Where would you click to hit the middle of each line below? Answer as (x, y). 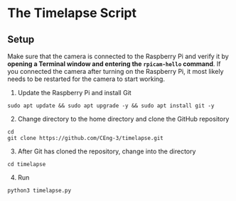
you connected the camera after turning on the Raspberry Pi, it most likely (116, 71)
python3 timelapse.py (39, 190)
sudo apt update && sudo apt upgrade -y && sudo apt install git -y (111, 106)
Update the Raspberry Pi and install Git (74, 93)
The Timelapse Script (72, 13)
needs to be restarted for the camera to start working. (86, 79)
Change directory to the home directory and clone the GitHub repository (123, 119)
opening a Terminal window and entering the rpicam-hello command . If (114, 64)
